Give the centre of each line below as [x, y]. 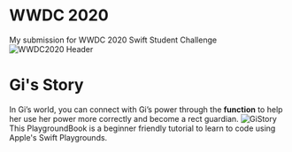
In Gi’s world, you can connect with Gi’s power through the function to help [146, 109]
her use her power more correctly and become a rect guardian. [124, 118]
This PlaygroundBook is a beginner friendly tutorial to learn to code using [142, 128]
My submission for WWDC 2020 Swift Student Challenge [113, 40]
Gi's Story [46, 85]
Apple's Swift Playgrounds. [58, 137]
